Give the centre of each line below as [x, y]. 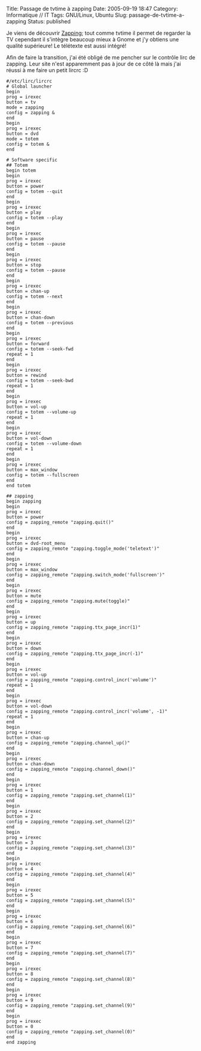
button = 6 [20, 921]
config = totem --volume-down [44, 444]
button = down [24, 648]
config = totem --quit [34, 191]
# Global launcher [29, 86]
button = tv [21, 102]
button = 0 [20, 1026]
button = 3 [20, 843]
